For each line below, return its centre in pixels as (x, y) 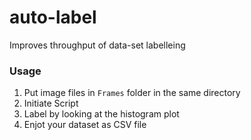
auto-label (53, 17)
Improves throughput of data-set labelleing (97, 45)
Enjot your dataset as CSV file (85, 125)
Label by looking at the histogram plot (101, 114)
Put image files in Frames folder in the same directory (132, 93)
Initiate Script (51, 103)
